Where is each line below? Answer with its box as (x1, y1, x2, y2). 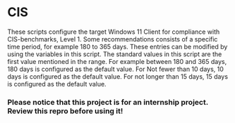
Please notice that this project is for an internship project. (7, 97, 208, 107)
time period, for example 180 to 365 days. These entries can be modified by (7, 42, 228, 51)
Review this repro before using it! (7, 106, 123, 116)
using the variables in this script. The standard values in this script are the (7, 50, 222, 58)
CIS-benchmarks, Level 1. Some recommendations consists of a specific (7, 34, 218, 43)
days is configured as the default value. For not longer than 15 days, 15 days (7, 72, 228, 81)
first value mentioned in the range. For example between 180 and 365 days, (7, 57, 227, 65)
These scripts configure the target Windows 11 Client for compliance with (7, 27, 220, 36)
